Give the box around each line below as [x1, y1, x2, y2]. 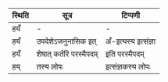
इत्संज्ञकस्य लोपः [105, 62, 151, 72]
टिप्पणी [120, 10, 141, 20]
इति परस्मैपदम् [105, 48, 145, 59]
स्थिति [12, 10, 29, 20]
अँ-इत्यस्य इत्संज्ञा [105, 36, 156, 46]
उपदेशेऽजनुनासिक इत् [36, 36, 97, 46]
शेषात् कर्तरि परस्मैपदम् [36, 48, 98, 59]
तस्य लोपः [36, 62, 64, 72]
